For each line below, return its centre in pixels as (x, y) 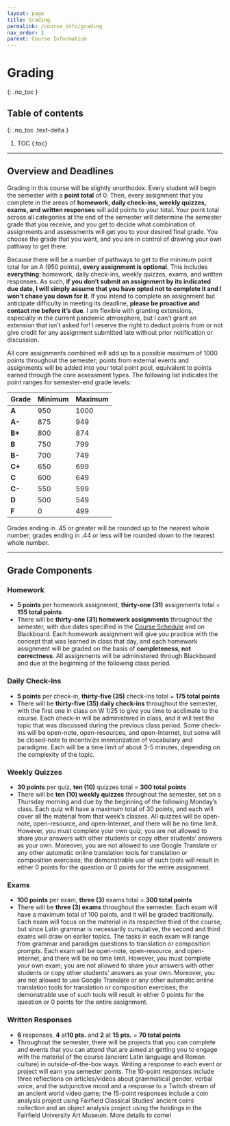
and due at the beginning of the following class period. (94, 664)
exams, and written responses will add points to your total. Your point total (113, 209)
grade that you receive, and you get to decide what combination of (101, 224)
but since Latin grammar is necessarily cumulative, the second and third (118, 929)
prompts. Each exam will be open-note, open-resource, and (101, 951)
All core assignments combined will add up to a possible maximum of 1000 (112, 353)
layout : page (26, 13)
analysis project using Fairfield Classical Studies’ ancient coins (105, 1100)
